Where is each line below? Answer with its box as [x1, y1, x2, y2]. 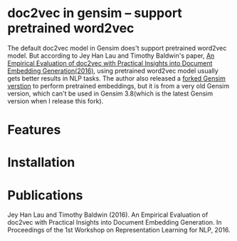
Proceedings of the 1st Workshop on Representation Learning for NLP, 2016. [7, 226, 231, 235]
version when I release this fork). [7, 96, 104, 105]
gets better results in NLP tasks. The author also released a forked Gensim [7, 73, 226, 83]
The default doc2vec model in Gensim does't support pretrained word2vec [7, 43, 227, 52]
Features [7, 122, 61, 138]
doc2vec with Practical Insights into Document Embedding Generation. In [7, 218, 222, 227]
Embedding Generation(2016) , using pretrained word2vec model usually [7, 66, 218, 75]
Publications [7, 187, 83, 203]
